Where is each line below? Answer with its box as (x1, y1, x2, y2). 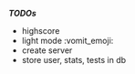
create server (21, 45, 73, 56)
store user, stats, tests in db (21, 55, 127, 65)
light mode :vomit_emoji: (21, 36, 114, 46)
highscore (21, 26, 60, 36)
